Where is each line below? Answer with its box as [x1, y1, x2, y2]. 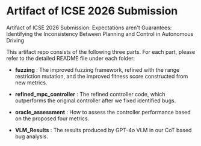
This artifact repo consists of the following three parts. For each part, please [6, 48, 196, 55]
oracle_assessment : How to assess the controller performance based [14, 108, 191, 115]
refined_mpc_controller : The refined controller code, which [14, 90, 165, 98]
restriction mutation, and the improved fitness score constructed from [14, 72, 188, 80]
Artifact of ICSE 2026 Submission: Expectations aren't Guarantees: [6, 24, 172, 31]
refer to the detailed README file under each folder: [6, 54, 135, 62]
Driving [6, 36, 25, 44]
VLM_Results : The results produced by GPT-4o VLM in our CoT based [14, 126, 192, 133]
